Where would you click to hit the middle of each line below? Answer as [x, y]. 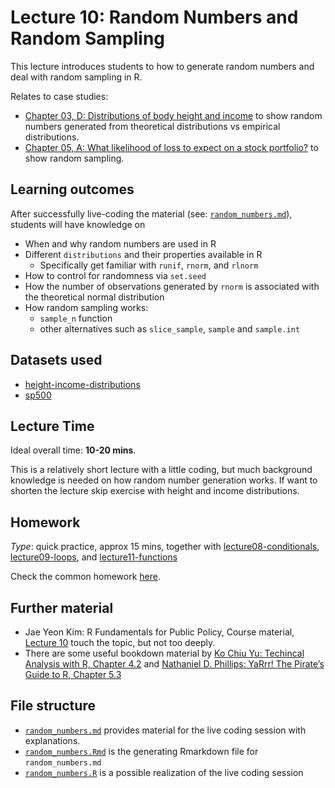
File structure [53, 706]
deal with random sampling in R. [76, 77]
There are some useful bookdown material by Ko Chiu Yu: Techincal [164, 653]
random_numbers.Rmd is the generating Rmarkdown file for [141, 751]
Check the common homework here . [86, 577]
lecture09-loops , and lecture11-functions [94, 557]
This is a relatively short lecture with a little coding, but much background [161, 470]
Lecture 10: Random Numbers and [154, 17]
